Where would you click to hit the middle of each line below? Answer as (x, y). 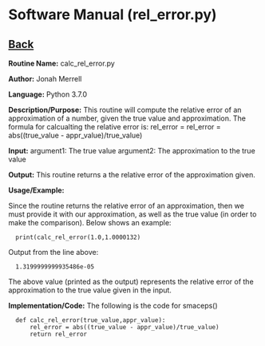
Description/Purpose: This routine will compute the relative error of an (125, 110)
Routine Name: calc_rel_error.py (62, 63)
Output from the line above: (53, 252)
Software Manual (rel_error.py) (113, 15)
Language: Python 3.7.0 (48, 94)
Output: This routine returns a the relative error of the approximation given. (132, 175)
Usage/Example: (36, 190)
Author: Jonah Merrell (45, 79)
